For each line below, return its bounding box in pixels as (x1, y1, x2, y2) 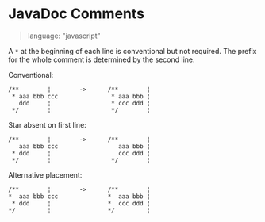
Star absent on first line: (8, 120, 87, 129)
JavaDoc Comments (8, 5, 145, 23)
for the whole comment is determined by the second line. (8, 55, 196, 64)
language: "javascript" (27, 31, 101, 40)
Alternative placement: (8, 170, 83, 179)
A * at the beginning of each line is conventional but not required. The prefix (8, 46, 257, 55)
